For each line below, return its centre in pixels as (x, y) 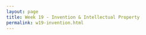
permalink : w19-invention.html (45, 23)
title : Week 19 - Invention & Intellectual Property (73, 17)
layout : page (22, 12)
